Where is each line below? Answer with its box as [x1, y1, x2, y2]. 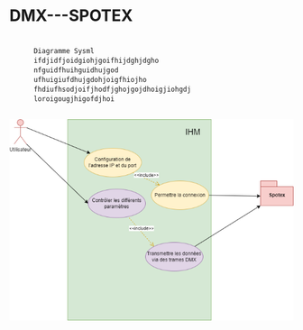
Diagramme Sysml [32, 46, 95, 55]
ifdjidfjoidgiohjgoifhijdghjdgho [32, 56, 160, 65]
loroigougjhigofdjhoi [32, 94, 115, 104]
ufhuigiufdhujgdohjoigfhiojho [32, 75, 147, 84]
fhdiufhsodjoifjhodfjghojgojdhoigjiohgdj [32, 85, 192, 94]
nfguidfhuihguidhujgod [32, 65, 119, 75]
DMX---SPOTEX [9, 5, 133, 26]
